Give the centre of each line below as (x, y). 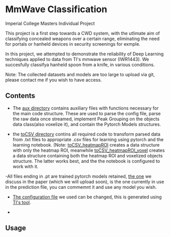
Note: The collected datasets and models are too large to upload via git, (80, 74)
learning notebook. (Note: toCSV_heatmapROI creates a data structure (86, 145)
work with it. (26, 166)
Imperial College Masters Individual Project (50, 23)
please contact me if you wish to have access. (54, 80)
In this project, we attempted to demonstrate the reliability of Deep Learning (84, 54)
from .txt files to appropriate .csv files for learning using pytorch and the (88, 139)
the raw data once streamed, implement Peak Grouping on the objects (86, 119)
